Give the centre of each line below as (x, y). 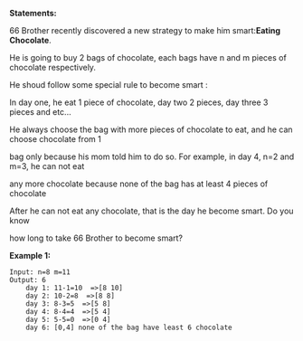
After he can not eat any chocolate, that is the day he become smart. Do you (151, 211)
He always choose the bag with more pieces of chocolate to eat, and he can (151, 129)
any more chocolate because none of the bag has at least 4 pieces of (139, 184)
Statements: (33, 13)
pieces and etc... (40, 112)
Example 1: (30, 256)
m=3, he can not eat (47, 166)
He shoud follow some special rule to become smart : (109, 85)
